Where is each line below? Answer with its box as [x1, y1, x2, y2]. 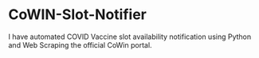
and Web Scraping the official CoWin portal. [8, 40, 153, 49]
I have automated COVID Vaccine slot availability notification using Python [8, 32, 252, 41]
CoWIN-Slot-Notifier [8, 6, 147, 24]
